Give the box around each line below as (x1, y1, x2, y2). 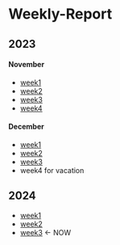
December (8, 122, 44, 132)
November (8, 60, 45, 70)
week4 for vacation (19, 165, 85, 175)
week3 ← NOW (19, 227, 71, 237)
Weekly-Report (8, 5, 113, 23)
